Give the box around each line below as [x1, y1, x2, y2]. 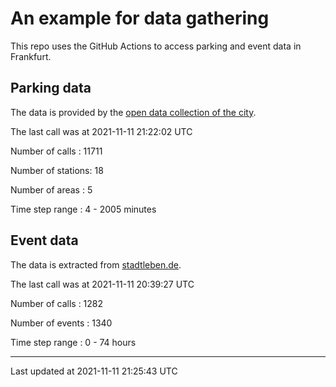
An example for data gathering [10, 7, 270, 30]
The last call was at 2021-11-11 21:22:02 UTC [10, 125, 193, 137]
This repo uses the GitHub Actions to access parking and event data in [10, 40, 302, 52]
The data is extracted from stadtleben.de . [10, 258, 182, 271]
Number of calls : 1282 [10, 297, 104, 309]
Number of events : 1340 [10, 317, 113, 329]
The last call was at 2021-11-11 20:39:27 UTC [10, 278, 195, 290]
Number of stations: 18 [10, 164, 104, 176]
